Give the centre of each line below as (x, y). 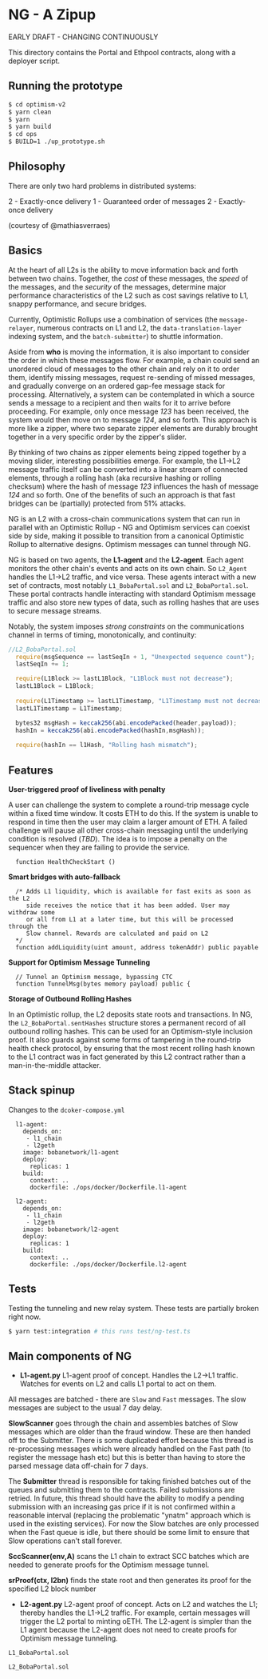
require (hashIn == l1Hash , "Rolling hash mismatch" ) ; (106, 746)
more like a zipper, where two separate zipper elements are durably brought (133, 428)
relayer (21, 328)
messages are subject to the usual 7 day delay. (85, 1408)
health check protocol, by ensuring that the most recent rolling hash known (132, 1048)
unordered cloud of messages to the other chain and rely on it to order (124, 369)
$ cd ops (23, 134)
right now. (25, 1317)
